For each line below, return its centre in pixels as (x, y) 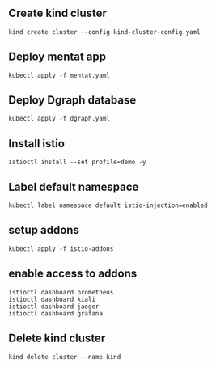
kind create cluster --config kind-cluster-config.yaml (104, 32)
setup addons (44, 230)
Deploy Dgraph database (72, 100)
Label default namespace (74, 186)
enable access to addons (73, 274)
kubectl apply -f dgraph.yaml (59, 119)
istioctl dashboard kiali (52, 299)
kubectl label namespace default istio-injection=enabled (108, 205)
